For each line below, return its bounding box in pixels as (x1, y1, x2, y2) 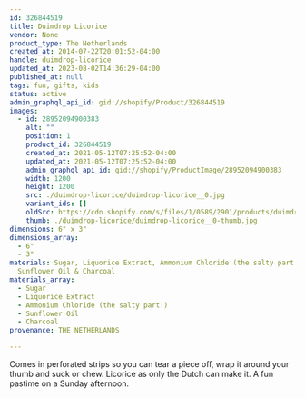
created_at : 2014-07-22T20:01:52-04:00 (9, 47, 161, 56)
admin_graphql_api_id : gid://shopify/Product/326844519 (9, 97, 225, 107)
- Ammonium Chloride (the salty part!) (17, 301, 169, 310)
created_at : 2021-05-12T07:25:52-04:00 (25, 148, 177, 157)
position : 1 (25, 132, 71, 141)
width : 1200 (25, 174, 71, 183)
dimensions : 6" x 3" (9, 224, 88, 234)
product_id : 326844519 (25, 140, 112, 149)
